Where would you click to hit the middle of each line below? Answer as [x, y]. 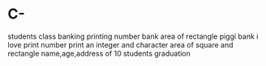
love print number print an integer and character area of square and [120, 44]
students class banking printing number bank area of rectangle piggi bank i [133, 36]
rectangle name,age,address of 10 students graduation [99, 53]
